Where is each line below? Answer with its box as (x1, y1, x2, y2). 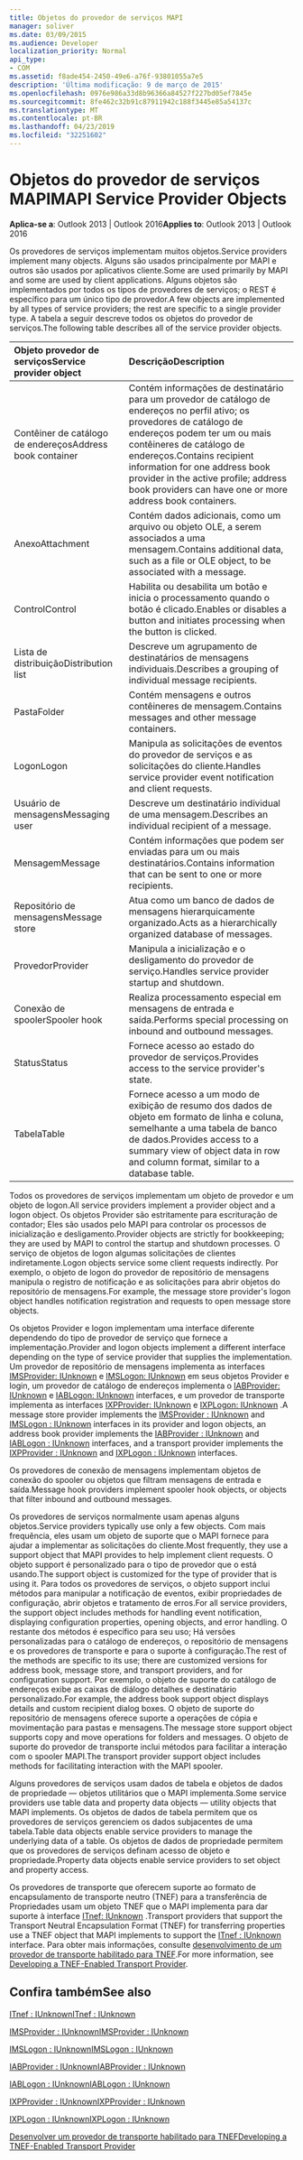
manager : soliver (9, 22, 75, 31)
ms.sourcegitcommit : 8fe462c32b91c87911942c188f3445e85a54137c (9, 97, 252, 107)
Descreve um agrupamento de (128, 640, 258, 653)
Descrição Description (128, 355, 225, 367)
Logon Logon (14, 759, 68, 772)
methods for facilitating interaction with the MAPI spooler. (9, 1760, 224, 1771)
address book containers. (128, 494, 237, 506)
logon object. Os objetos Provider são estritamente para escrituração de (9, 1209, 278, 1219)
